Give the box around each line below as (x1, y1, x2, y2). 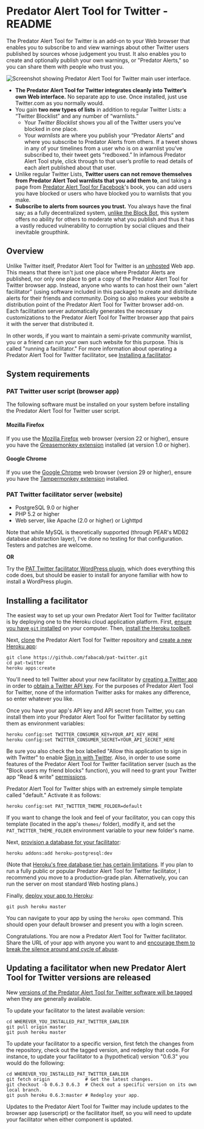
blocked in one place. (24, 125, 78, 132)
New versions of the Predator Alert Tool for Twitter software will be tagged (6, 988, 193, 996)
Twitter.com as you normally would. (15, 99, 104, 107)
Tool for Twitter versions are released (6, 972, 151, 983)
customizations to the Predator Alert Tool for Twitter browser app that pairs (6, 314, 194, 321)
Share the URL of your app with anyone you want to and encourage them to (6, 939, 195, 946)
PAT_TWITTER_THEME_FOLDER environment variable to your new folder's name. (6, 827, 195, 834)
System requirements (6, 369, 90, 379)
